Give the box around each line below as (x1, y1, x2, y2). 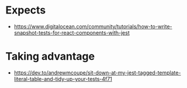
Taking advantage (5, 50, 95, 63)
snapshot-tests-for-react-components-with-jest (13, 29, 130, 36)
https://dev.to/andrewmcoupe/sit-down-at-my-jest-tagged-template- (13, 69, 181, 76)
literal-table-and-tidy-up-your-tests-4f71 (13, 75, 112, 82)
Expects (5, 4, 46, 17)
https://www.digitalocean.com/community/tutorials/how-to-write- (13, 23, 172, 30)
